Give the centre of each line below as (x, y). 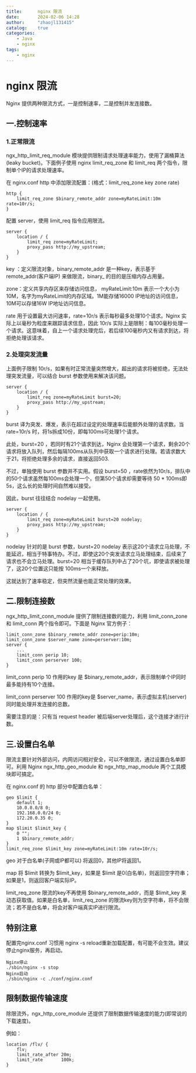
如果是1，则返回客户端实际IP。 (43, 880)
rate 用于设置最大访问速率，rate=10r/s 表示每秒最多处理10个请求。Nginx (93, 316)
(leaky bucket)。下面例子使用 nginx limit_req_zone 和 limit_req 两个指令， (94, 163)
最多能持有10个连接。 (32, 684)
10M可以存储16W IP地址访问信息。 (47, 304)
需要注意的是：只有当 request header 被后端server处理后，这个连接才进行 (95, 717)
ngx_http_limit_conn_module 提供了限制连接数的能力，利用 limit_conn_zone (97, 616)
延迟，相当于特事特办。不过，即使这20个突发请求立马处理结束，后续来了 (99, 554)
